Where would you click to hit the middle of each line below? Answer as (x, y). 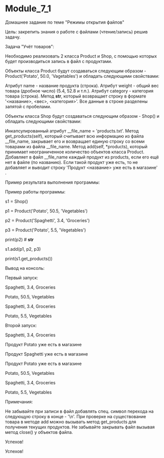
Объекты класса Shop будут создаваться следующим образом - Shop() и (82, 116)
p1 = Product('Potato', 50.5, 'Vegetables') (47, 211)
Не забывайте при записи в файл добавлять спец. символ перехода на (80, 411)
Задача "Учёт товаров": (30, 46)
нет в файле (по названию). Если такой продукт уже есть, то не (71, 162)
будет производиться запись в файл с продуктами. (59, 61)
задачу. (13, 37)
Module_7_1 (28, 9)
